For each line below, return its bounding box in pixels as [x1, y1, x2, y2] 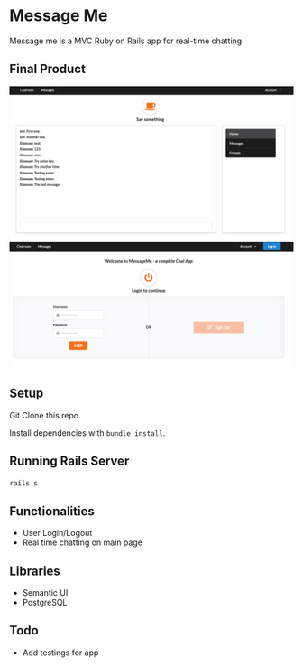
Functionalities [9, 503, 95, 519]
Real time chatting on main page [22, 537, 142, 548]
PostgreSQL [22, 597, 68, 607]
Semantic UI [22, 587, 69, 597]
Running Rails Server [9, 454, 130, 469]
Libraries [9, 563, 60, 578]
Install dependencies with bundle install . [9, 427, 166, 438]
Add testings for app [22, 647, 99, 658]
